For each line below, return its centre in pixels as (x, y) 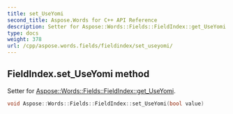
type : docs (23, 33)
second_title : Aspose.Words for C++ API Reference (82, 20)
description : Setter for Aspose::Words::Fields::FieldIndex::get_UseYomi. (118, 26)
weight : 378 (24, 40)
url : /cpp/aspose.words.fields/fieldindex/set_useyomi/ (90, 46)
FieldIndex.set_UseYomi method (78, 74)
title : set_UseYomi (36, 14)
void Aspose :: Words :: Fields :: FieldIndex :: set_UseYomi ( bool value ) (106, 104)
